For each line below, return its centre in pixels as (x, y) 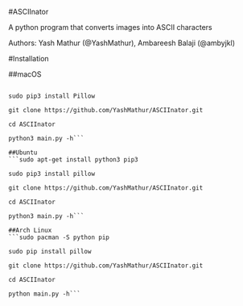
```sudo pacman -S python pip (59, 237)
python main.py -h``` (45, 294)
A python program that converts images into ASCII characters (110, 27)
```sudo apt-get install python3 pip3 (73, 160)
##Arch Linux (30, 230)
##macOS (25, 74)
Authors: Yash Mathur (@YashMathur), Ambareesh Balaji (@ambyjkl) (122, 43)
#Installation (29, 59)
